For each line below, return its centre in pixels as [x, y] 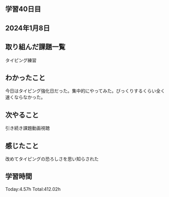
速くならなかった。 [25, 97]
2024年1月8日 [28, 28]
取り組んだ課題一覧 [35, 47]
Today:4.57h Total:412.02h [33, 189]
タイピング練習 [21, 60]
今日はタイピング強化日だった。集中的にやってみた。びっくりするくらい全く [85, 91]
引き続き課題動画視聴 [27, 128]
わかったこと [25, 78]
